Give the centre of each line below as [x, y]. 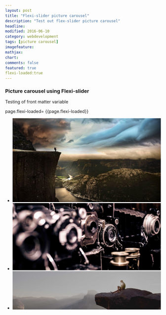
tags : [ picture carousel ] [32, 42]
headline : [15, 26]
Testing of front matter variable [37, 102]
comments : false [22, 63]
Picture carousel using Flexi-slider [47, 91]
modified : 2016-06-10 [27, 31]
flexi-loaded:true [24, 73]
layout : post [19, 10]
